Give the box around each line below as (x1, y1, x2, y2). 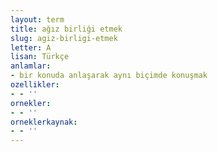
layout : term (10, 14, 65, 25)
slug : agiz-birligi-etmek (10, 33, 118, 43)
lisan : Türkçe (10, 52, 70, 62)
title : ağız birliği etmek (10, 24, 123, 34)
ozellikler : (10, 80, 60, 90)
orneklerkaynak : (10, 117, 78, 127)
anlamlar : (10, 61, 52, 71)
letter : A (10, 42, 52, 53)
